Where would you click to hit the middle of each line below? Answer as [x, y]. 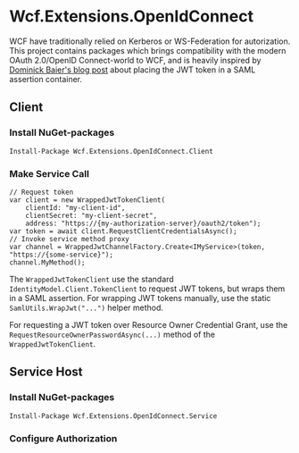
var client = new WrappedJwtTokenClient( [87, 200]
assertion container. [46, 79]
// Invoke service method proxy [69, 239]
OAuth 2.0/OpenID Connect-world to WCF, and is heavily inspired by [135, 60]
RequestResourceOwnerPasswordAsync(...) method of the [112, 334]
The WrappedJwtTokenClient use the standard [91, 279]
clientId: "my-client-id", [75, 207]
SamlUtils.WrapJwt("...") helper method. [86, 307]
